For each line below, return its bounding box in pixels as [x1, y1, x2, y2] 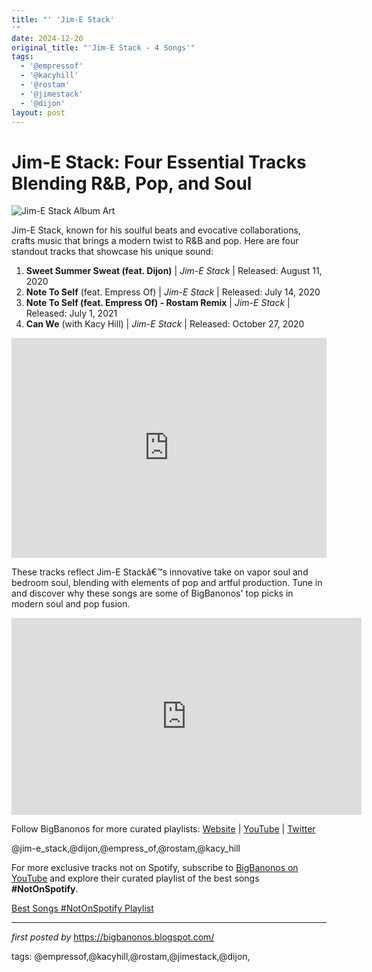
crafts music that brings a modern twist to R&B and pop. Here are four [11, 235, 299, 247]
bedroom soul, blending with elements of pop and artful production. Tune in [11, 577, 323, 589]
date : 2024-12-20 [11, 33, 84, 43]
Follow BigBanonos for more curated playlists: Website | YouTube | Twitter [11, 823, 316, 835]
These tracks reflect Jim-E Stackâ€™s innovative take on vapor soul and [11, 566, 309, 578]
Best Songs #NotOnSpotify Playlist [11, 902, 154, 915]
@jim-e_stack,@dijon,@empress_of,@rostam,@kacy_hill [11, 842, 241, 855]
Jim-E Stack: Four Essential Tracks [11, 151, 307, 173]
